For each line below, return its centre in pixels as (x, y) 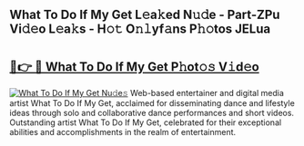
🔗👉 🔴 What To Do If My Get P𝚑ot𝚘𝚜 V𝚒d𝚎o (134, 67)
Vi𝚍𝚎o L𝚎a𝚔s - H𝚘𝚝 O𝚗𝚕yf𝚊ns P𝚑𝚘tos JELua (140, 29)
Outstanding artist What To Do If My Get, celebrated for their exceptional (146, 122)
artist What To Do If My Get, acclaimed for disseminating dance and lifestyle (152, 103)
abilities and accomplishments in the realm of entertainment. (123, 132)
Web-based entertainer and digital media (207, 93)
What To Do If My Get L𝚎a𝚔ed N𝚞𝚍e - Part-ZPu (145, 15)
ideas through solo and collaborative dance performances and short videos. (152, 113)
